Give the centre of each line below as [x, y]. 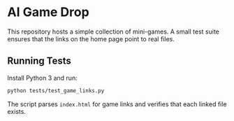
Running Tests [39, 61]
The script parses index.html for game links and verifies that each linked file [117, 104]
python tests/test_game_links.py [56, 91]
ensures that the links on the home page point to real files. [91, 38]
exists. [17, 111]
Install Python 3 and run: [43, 78]
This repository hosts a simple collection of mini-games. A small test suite [114, 31]
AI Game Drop [48, 12]
